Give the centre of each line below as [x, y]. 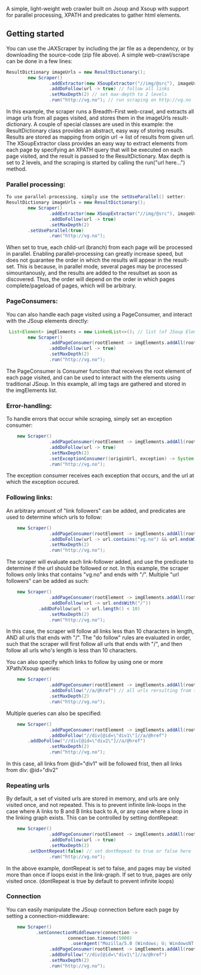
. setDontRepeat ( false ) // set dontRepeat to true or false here [109, 851]
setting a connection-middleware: [48, 916]
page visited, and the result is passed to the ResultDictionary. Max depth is [98, 156]
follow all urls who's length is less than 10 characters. [72, 650]
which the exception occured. [43, 482]
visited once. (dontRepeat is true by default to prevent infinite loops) [90, 881]
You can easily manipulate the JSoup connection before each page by [93, 910]
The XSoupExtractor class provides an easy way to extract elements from [97, 143]
